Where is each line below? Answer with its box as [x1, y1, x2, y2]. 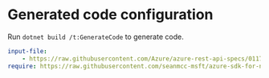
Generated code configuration [7, 6, 214, 24]
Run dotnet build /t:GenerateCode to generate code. [7, 32, 184, 41]
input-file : [7, 47, 47, 55]
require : [7, 62, 37, 70]
